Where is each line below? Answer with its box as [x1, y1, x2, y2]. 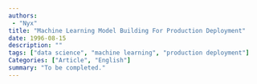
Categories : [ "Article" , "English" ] [8, 57, 131, 65]
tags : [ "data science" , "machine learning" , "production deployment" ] [8, 49, 250, 57]
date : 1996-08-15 [8, 34, 67, 42]
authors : [8, 11, 38, 20]
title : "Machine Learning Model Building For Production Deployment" [8, 26, 247, 34]
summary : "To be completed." [8, 64, 106, 72]
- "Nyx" [11, 19, 38, 27]
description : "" [8, 42, 63, 50]
